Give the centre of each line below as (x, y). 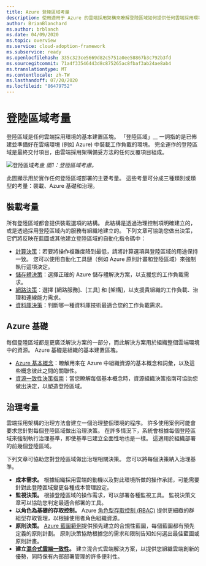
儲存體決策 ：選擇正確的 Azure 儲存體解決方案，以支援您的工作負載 (99, 274)
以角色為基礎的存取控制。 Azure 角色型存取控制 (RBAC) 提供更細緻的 (102, 511)
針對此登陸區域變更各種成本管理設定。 (63, 487)
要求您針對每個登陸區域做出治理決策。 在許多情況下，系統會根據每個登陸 (98, 431)
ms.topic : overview (31, 41)
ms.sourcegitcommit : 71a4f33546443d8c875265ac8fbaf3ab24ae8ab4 (89, 63)
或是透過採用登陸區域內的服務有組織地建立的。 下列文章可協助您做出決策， (101, 230)
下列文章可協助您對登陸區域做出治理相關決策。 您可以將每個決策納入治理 (98, 459)
